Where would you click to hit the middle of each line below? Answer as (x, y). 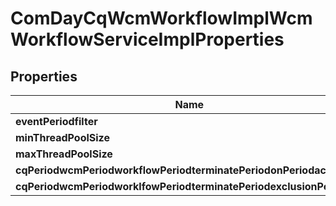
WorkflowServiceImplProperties (147, 39)
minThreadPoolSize (62, 137)
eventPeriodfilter (56, 121)
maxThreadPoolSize (64, 154)
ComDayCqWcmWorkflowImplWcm (161, 18)
